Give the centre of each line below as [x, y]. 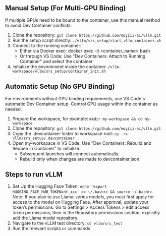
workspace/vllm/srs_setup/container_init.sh [59, 71]
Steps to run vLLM [34, 175]
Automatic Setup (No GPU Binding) [60, 87]
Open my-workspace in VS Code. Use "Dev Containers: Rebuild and [82, 143]
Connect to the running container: [47, 45]
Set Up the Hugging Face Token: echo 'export [59, 186]
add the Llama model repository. [45, 218]
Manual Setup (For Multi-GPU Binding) [66, 8]
